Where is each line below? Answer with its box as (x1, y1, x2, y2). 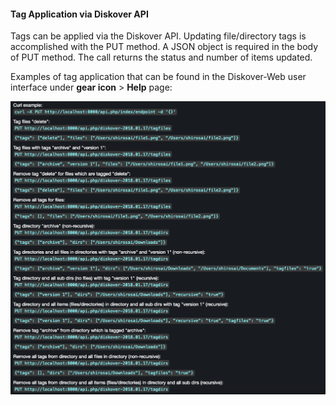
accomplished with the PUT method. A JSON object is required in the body (10, 41, 319, 53)
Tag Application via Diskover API (10, 8, 149, 20)
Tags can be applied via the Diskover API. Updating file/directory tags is (10, 30, 307, 42)
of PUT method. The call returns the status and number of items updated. (10, 51, 313, 64)
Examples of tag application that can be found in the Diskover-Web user (10, 71, 307, 83)
